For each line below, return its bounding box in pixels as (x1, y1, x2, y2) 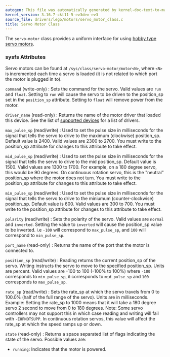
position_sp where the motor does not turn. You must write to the (5, 175, 141, 181)
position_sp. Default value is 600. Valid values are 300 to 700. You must (5, 201, 155, 207)
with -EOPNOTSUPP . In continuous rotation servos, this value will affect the (5, 315, 155, 321)
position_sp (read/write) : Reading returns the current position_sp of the (5, 257, 156, 263)
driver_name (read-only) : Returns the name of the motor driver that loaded (5, 112, 161, 118)
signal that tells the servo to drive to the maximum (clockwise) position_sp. (5, 133, 161, 139)
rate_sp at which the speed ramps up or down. (5, 321, 102, 327)
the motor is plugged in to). (5, 76, 62, 82)
